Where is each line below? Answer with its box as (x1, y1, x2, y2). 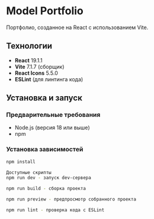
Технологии (6, 41, 52, 51)
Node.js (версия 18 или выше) (14, 124, 90, 131)
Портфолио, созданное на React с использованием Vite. (6, 24, 149, 31)
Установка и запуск (6, 93, 83, 103)
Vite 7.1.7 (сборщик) (14, 63, 65, 70)
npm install (6, 158, 36, 164)
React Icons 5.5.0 (14, 69, 58, 77)
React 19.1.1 (14, 56, 43, 64)
